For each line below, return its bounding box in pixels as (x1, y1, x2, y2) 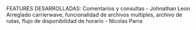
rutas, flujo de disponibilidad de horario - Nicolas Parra (6, 18, 143, 24)
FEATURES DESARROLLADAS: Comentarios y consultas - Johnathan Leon (6, 5, 191, 12)
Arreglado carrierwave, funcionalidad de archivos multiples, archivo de (6, 11, 183, 18)
